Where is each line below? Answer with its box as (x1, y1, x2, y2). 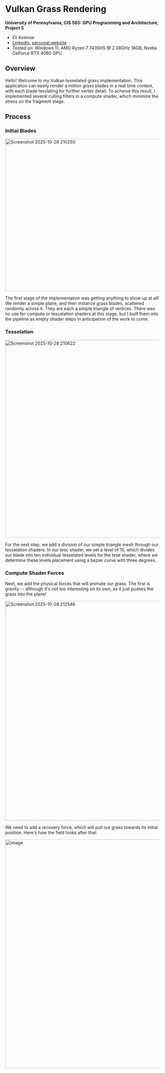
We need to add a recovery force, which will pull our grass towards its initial (5, 825, 158, 831)
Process (5, 113, 31, 121)
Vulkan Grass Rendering (5, 3, 107, 15)
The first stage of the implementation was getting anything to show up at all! (5, 295, 160, 301)
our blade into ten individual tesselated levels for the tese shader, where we (5, 552, 158, 558)
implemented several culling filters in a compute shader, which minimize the (5, 93, 159, 99)
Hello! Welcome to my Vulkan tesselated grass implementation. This (5, 77, 142, 83)
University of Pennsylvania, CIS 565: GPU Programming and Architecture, (5, 20, 159, 26)
